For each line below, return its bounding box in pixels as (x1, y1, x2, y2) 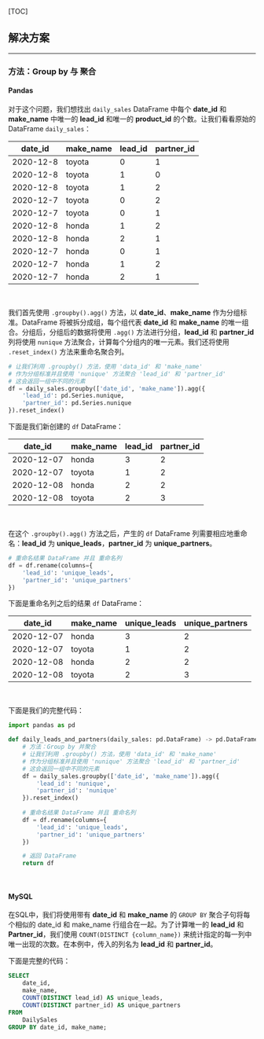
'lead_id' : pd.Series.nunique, (22, 392, 125, 400)
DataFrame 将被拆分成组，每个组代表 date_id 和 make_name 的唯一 (21, 318, 242, 327)
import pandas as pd (8, 721, 76, 729)
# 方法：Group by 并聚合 (22, 743, 97, 751)
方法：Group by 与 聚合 (8, 66, 97, 77)
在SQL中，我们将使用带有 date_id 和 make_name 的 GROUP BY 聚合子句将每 (8, 910, 251, 920)
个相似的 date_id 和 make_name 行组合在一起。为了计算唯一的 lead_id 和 (8, 920, 244, 930)
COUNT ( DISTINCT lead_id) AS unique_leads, (22, 994, 163, 1002)
